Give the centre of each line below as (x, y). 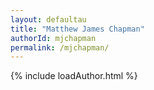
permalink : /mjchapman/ (60, 47)
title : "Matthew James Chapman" (77, 29)
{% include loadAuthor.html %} (74, 76)
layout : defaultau (48, 19)
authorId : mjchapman (53, 38)
